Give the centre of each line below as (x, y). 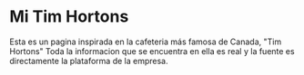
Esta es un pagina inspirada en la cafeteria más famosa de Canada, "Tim (146, 42)
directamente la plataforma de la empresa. (89, 61)
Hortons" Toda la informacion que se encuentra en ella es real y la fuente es (152, 51)
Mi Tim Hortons (69, 17)
